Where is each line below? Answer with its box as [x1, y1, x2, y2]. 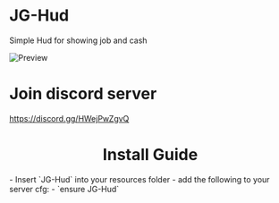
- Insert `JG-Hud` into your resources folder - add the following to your [9, 173, 270, 184]
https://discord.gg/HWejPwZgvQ [9, 113, 130, 123]
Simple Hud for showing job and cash [9, 35, 148, 46]
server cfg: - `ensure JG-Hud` [9, 183, 120, 194]
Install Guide [102, 145, 199, 165]
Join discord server [9, 84, 157, 104]
